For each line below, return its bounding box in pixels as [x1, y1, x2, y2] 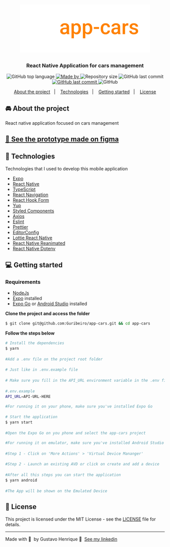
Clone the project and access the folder [5, 311, 90, 317]
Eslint [12, 218, 24, 225]
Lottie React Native [12, 235, 53, 241]
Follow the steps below [5, 330, 55, 336]
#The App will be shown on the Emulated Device [5, 488, 108, 493]
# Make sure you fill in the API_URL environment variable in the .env [5, 378, 159, 383]
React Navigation [12, 192, 49, 198]
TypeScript [12, 186, 36, 192]
